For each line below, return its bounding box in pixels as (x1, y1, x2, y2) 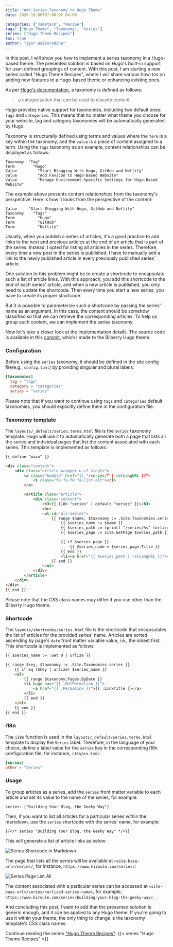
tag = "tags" (10, 379, 38, 384)
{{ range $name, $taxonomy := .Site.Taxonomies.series (51, 515, 171, 521)
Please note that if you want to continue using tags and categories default (5, 398, 163, 404)
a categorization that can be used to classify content (18, 96, 130, 103)
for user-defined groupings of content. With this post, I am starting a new (5, 65, 161, 72)
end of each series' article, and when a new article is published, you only (5, 281, 161, 288)
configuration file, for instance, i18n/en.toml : (5, 750, 101, 756)
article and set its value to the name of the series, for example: (5, 794, 138, 800)
